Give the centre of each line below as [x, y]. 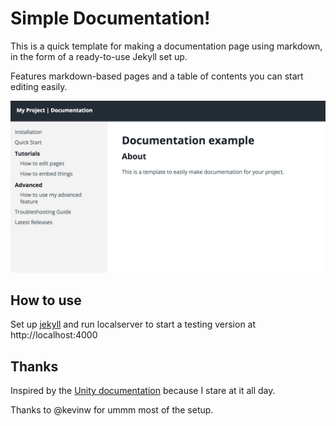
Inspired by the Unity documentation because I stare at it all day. [143, 391]
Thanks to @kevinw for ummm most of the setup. [112, 410]
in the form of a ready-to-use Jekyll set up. [99, 56]
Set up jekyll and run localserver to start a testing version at [133, 324]
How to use [46, 300]
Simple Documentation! [110, 18]
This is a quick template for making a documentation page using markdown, [166, 46]
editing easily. [39, 86]
